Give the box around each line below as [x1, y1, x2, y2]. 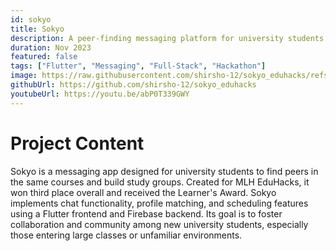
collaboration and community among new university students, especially [10, 218, 309, 230]
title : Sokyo [10, 24, 65, 34]
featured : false [10, 52, 78, 62]
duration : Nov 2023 [10, 42, 92, 53]
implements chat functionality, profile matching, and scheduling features [10, 197, 309, 209]
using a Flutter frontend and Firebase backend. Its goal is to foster [10, 207, 283, 220]
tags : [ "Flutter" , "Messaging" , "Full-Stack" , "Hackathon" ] [10, 61, 267, 71]
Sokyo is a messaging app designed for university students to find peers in [10, 165, 319, 177]
